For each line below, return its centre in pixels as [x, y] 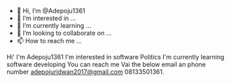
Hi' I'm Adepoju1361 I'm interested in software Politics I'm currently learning [115, 57]
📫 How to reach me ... [49, 41]
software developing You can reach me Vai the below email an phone [106, 64]
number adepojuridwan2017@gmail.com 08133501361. [85, 72]
